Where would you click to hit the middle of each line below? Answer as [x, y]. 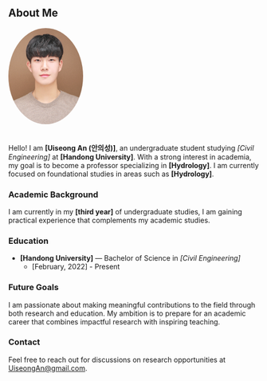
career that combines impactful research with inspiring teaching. [114, 321]
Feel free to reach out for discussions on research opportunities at [117, 359]
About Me [33, 13]
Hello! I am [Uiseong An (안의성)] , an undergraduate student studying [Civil [131, 147]
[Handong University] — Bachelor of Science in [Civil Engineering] [130, 258]
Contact [24, 342]
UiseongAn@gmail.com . [48, 368]
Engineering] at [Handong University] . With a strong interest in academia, [130, 157]
